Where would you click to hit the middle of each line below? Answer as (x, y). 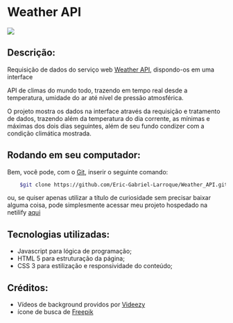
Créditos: (28, 288)
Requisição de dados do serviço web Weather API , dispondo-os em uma (111, 69)
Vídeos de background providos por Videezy (81, 305)
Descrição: (31, 53)
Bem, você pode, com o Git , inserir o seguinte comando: (88, 172)
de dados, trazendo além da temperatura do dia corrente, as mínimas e (109, 118)
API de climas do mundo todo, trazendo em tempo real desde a (97, 90)
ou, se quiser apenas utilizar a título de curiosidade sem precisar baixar (109, 198)
